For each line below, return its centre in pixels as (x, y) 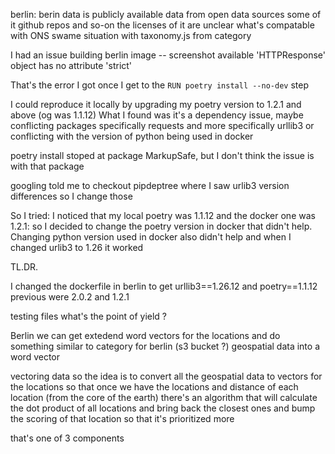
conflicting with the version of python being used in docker (132, 136)
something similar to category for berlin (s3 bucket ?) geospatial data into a (165, 346)
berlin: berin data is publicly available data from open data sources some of (166, 14)
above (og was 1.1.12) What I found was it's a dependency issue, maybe (157, 115)
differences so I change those (71, 196)
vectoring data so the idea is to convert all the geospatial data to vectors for (166, 376)
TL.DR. (24, 267)
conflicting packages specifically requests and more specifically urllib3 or (162, 125)
